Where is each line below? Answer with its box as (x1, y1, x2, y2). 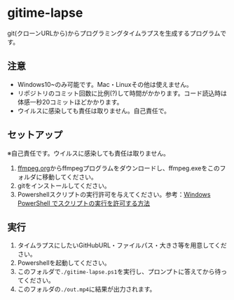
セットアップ (7, 129, 63, 141)
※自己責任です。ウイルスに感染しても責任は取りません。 (7, 149, 170, 157)
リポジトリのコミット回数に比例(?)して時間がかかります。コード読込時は (17, 89, 228, 97)
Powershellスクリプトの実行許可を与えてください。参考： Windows (17, 190, 211, 198)
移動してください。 (41, 172, 97, 181)
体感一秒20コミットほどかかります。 (17, 97, 123, 106)
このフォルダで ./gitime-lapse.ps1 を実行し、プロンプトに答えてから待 (17, 268, 221, 276)
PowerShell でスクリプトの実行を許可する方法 (17, 198, 151, 207)
